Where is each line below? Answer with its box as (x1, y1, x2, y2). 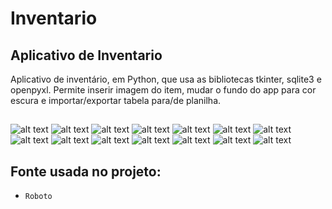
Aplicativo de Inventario (10, 47, 163, 64)
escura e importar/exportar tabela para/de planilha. (10, 95, 222, 106)
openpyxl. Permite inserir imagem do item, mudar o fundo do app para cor (10, 84, 317, 96)
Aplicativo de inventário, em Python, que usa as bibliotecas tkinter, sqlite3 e (10, 73, 322, 85)
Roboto (24, 192, 53, 202)
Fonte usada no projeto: (10, 163, 162, 180)
